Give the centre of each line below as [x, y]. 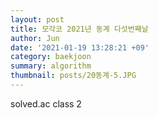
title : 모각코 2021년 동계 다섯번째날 [79, 29]
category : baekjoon [51, 57]
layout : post [37, 19]
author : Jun [35, 38]
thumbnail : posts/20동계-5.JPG [73, 76]
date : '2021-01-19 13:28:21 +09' [80, 47]
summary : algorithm [51, 66]
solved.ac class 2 [46, 103]
